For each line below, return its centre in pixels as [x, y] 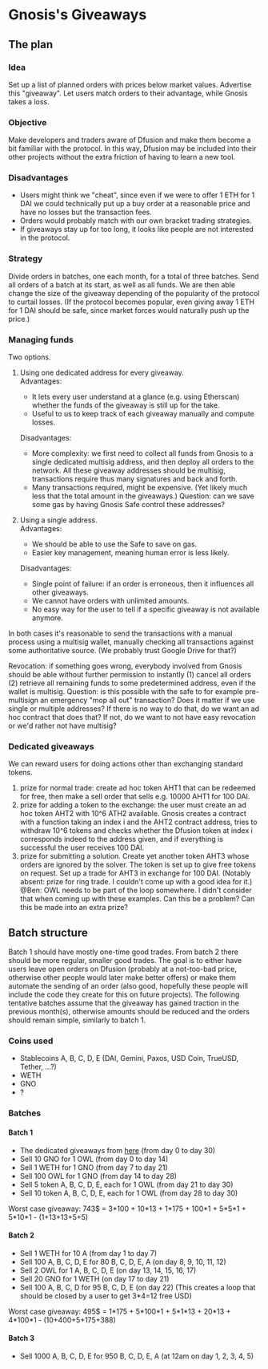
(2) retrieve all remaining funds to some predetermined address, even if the [132, 683]
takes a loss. [29, 101]
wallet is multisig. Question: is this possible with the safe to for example [126, 692]
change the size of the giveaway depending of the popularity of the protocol [134, 293]
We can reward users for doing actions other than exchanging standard [126, 764]
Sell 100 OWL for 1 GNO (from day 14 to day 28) [98, 1176]
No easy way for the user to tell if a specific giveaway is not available [146, 609]
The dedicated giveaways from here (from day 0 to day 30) [118, 1150]
